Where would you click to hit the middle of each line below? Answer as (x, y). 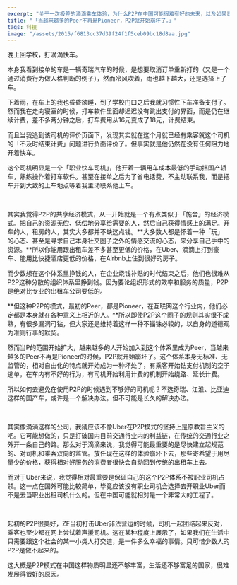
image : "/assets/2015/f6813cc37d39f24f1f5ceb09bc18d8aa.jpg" (99, 34)
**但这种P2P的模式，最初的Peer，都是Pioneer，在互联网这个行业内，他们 (115, 306)
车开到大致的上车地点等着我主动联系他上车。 (72, 185)
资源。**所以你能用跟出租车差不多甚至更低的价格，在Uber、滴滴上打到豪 (114, 250)
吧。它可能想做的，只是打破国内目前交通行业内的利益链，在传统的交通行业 (115, 436)
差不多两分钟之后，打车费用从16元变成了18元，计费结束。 (115, 120)
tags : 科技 (22, 27)
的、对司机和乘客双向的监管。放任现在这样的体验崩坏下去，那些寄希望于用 (115, 453)
